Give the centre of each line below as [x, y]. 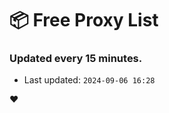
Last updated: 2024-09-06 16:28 [89, 80]
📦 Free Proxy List [84, 20]
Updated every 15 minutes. [76, 59]
